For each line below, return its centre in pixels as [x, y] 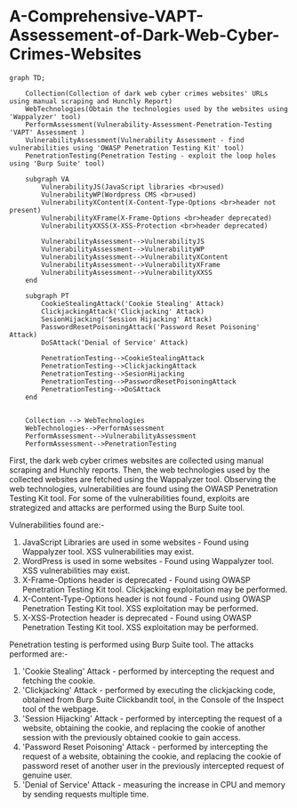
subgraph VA [47, 179]
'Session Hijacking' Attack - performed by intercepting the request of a [152, 718]
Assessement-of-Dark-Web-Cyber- [144, 35]
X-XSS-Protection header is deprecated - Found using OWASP [136, 618]
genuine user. [47, 775]
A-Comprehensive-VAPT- [107, 16]
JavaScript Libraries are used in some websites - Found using [135, 542]
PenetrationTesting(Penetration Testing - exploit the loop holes [151, 156]
